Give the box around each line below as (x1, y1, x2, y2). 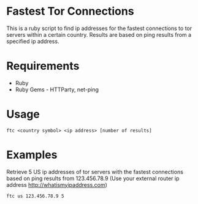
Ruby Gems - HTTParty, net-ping (15, 86, 99, 93)
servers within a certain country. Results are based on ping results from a (6, 31, 192, 38)
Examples (6, 148, 58, 162)
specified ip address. (6, 37, 59, 45)
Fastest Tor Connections (6, 4, 134, 18)
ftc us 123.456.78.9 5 (6, 193, 64, 199)
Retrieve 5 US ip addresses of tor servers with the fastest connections (6, 168, 184, 175)
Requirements (6, 59, 80, 73)
